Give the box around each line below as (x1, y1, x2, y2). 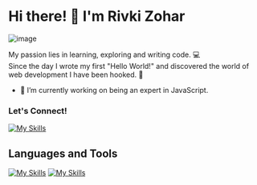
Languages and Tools (8, 147, 118, 160)
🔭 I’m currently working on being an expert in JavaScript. (19, 85, 209, 95)
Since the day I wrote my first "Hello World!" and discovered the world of (8, 61, 250, 70)
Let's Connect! (8, 105, 67, 116)
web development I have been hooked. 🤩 (8, 70, 144, 79)
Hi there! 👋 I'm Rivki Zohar (8, 7, 186, 26)
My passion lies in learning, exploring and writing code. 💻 (8, 50, 201, 59)
